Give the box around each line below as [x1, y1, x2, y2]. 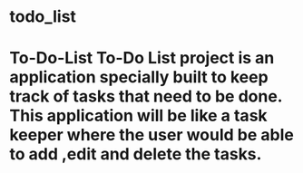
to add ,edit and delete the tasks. [9, 144, 262, 165]
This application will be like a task [9, 106, 268, 126]
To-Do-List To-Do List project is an [9, 48, 275, 69]
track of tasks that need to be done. [9, 86, 283, 107]
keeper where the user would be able [9, 125, 295, 146]
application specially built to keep [9, 67, 269, 88]
